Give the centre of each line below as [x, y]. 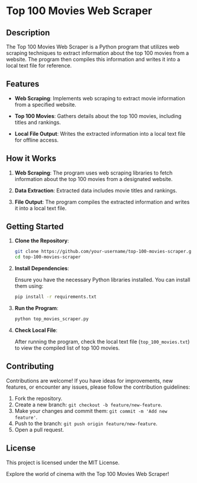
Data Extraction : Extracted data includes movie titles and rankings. [96, 190]
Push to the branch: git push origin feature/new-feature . [86, 423]
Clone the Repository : [42, 241]
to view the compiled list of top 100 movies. [67, 348]
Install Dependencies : [42, 268]
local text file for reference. [39, 65]
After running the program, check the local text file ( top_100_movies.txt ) [102, 341]
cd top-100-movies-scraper [48, 257]
